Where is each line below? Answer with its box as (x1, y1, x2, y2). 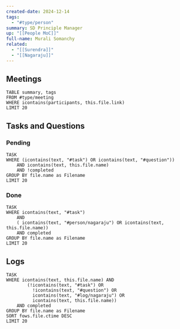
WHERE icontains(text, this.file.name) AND (6, 277, 115, 283)
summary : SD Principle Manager (6, 25, 83, 31)
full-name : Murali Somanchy (6, 36, 75, 42)
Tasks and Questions (6, 121, 85, 131)
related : (6, 42, 28, 48)
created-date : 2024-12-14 (6, 8, 69, 15)
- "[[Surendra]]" (11, 47, 54, 53)
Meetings (6, 74, 42, 84)
